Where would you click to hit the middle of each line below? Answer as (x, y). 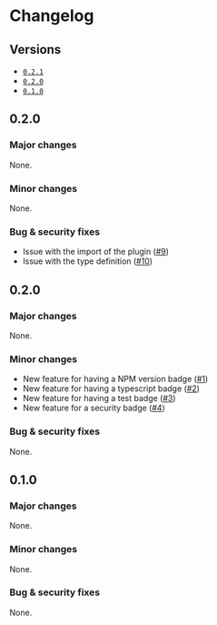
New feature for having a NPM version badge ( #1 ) (115, 379)
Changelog (52, 16)
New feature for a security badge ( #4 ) (94, 408)
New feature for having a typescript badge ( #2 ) (111, 388)
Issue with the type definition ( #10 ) (87, 261)
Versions (35, 50)
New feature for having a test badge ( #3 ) (99, 398)
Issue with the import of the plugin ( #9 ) (96, 252)
